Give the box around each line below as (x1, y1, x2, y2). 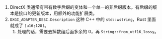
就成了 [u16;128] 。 (9, 22, 49, 28)
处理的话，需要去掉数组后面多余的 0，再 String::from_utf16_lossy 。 (17, 29, 159, 34)
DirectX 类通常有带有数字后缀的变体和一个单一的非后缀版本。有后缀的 (9, 4, 153, 10)
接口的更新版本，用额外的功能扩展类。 (18, 10, 97, 16)
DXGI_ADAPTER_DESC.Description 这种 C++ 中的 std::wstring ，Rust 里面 (9, 17, 157, 22)
